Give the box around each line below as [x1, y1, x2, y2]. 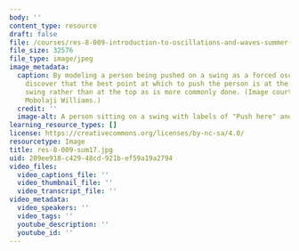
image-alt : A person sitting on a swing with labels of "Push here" [17, 112, 277, 121]
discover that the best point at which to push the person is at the [25, 79, 289, 88]
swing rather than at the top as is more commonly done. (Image [25, 87, 269, 96]
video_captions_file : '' [17, 170, 109, 179]
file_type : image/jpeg [9, 54, 93, 63]
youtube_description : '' [17, 220, 109, 229]
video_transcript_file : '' [17, 187, 117, 196]
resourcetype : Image [9, 137, 86, 146]
